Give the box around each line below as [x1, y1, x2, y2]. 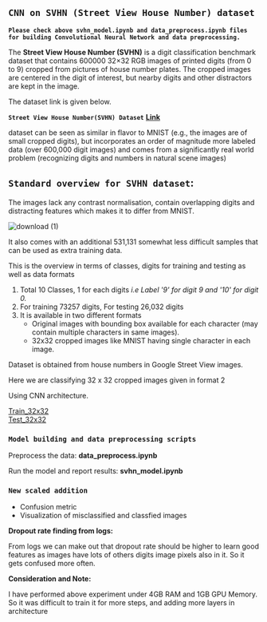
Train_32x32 [8, 406, 49, 415]
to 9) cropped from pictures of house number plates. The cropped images [8, 64, 251, 73]
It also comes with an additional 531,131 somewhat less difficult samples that [8, 236, 259, 247]
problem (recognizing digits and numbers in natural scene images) [8, 153, 227, 163]
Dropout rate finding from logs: [8, 526, 113, 536]
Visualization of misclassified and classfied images [19, 511, 187, 521]
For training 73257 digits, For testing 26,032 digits [19, 302, 184, 311]
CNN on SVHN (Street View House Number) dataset [8, 7, 255, 19]
